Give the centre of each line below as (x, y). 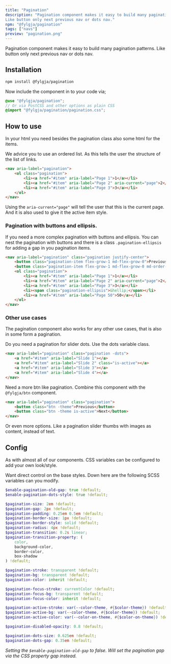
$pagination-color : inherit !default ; (46, 580)
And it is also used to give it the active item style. (56, 212)
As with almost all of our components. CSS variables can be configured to (83, 460)
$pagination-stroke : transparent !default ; (52, 570)
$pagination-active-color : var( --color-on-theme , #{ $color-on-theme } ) (82, 617)
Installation (23, 70)
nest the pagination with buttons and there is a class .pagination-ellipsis (83, 242)
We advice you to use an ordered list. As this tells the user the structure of (83, 154)
